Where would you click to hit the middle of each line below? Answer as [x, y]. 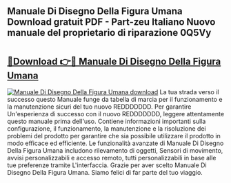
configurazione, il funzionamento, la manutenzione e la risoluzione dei [107, 129]
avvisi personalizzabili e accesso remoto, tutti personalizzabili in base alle [112, 158]
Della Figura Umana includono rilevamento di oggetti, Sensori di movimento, [115, 150]
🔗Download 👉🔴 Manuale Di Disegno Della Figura [114, 61]
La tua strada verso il [189, 92]
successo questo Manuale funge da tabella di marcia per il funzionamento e [115, 99]
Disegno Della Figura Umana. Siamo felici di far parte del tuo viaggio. [105, 172]
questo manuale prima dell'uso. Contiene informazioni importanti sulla [107, 121]
